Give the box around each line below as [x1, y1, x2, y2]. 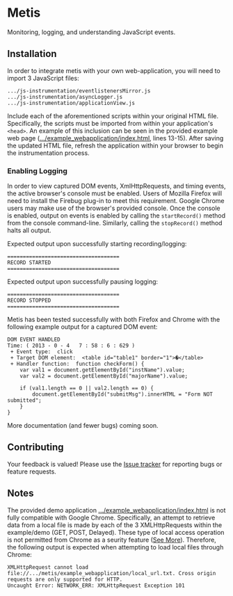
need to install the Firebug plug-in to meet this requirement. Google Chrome [7, 197, 225, 205]
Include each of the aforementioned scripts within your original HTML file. [7, 111, 219, 120]
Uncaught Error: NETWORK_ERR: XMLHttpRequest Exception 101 [7, 582, 186, 589]
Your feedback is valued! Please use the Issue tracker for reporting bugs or [7, 460, 223, 468]
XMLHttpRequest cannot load [7, 563, 89, 571]
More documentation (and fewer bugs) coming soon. [7, 421, 159, 430]
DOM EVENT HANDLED [7, 336, 61, 344]
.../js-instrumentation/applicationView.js [7, 99, 136, 106]
